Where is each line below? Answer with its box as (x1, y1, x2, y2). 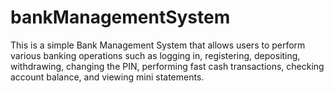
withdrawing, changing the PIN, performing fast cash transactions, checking (10, 60, 325, 72)
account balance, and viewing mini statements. (10, 71, 205, 83)
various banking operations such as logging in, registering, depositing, (10, 49, 301, 61)
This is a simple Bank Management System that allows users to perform (10, 39, 306, 51)
